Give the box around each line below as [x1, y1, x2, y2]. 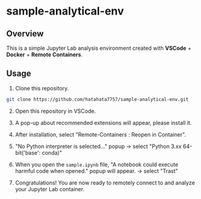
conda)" [41, 149, 63, 156]
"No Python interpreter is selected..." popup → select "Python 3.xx [15, 143, 182, 150]
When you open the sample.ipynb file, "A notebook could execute [15, 161, 179, 168]
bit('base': [15, 149, 41, 156]
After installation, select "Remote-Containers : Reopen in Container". [15, 130, 186, 138]
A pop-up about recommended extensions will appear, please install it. [15, 119, 192, 126]
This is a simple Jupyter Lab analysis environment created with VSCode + [6, 44, 192, 52]
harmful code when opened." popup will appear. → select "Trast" [15, 167, 178, 174]
